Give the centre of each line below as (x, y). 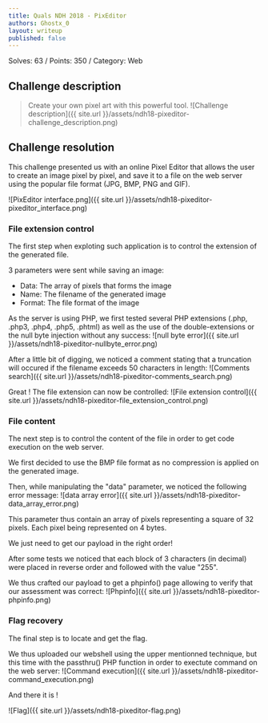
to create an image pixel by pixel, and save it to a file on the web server (125, 175)
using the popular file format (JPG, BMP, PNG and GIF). (99, 184)
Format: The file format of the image (80, 303)
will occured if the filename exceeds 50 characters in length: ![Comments (129, 368)
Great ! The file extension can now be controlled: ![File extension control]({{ (133, 392)
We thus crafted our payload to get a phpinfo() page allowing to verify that (131, 583)
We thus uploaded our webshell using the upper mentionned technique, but (133, 653)
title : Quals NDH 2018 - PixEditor (68, 16)
